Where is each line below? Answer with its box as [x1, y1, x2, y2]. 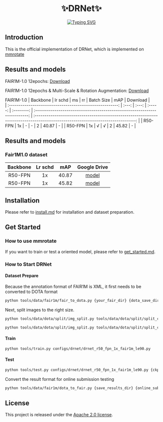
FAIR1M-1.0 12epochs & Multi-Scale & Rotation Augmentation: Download [5, 88, 149, 94]
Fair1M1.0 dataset [5, 151, 48, 158]
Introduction [5, 33, 44, 42]
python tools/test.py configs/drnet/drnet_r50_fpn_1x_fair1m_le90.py [5, 367, 149, 372]
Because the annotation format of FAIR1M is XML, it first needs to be [5, 283, 142, 289]
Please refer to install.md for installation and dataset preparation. [5, 209, 135, 215]
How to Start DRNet [5, 261, 52, 267]
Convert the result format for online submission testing [5, 376, 114, 382]
